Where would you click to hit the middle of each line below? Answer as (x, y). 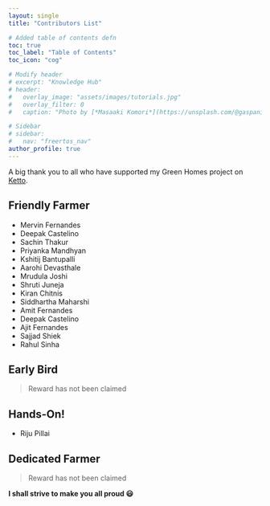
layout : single (34, 16)
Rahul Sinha (40, 344)
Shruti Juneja (42, 284)
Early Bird (33, 369)
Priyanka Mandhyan (53, 251)
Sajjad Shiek (41, 336)
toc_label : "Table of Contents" (62, 53)
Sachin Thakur (44, 242)
